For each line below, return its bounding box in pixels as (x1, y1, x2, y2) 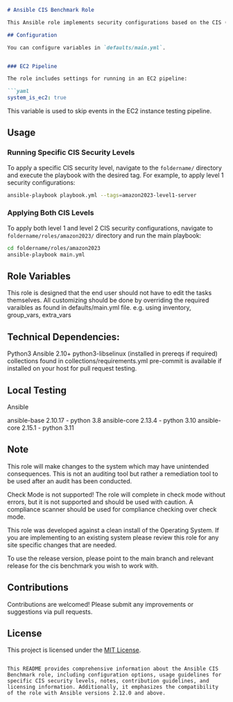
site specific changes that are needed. (7, 540, 116, 549)
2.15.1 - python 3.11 (21, 424, 74, 432)
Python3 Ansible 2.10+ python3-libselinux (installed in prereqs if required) (7, 349, 218, 358)
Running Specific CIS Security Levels (7, 148, 135, 158)
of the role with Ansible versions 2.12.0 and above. (7, 690, 166, 697)
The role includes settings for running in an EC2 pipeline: (7, 75, 188, 83)
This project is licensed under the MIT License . (7, 646, 141, 654)
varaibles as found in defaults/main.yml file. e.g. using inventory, (7, 303, 192, 312)
